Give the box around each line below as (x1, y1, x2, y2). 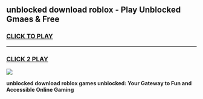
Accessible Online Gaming (6, 86, 74, 93)
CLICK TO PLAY (6, 32, 53, 41)
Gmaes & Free (6, 14, 60, 25)
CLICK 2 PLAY (6, 55, 48, 63)
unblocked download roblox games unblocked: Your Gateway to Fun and (6, 79, 192, 86)
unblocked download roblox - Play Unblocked (6, 5, 181, 15)
